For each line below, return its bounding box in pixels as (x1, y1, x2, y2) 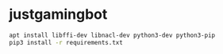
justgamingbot (9, 5, 108, 23)
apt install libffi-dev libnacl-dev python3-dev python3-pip (9, 31, 216, 39)
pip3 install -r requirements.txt (9, 38, 124, 46)
